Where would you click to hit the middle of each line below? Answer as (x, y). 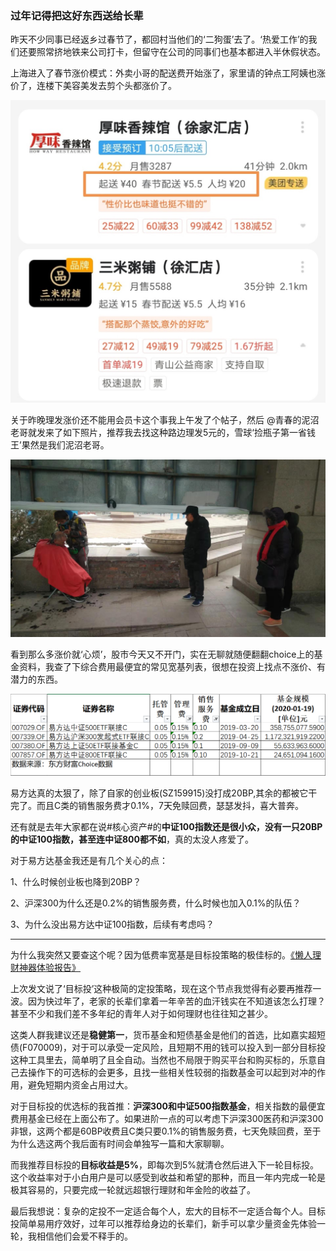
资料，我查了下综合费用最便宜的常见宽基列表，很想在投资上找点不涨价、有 (172, 666)
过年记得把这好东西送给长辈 (77, 15)
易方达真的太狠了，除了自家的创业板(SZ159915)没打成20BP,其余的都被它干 (164, 793)
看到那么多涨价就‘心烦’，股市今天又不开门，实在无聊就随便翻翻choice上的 (162, 654)
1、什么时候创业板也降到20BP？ (76, 882)
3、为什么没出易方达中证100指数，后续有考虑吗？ (112, 924)
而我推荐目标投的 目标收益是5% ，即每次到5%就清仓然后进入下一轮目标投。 (164, 1165)
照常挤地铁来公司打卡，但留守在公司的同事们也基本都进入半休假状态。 (181, 52)
